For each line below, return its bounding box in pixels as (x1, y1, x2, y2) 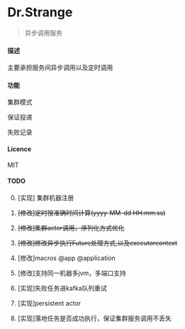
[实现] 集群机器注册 (17, 193, 74, 202)
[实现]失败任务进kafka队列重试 (17, 284, 108, 292)
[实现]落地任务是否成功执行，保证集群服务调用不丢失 (17, 313, 172, 323)
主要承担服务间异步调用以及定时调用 (7, 63, 113, 72)
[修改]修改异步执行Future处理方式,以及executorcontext (17, 238, 178, 247)
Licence (7, 145, 32, 153)
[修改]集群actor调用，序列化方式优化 (17, 223, 125, 232)
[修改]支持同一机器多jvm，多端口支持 (17, 269, 126, 277)
